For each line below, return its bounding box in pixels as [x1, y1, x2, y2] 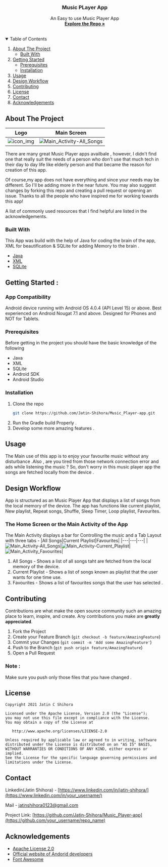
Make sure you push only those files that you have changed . [5, 674, 132, 680]
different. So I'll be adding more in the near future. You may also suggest [5, 182, 156, 188]
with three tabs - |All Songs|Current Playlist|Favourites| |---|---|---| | [5, 538, 148, 544]
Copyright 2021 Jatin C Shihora [5, 702, 73, 707]
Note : [5, 662, 21, 669]
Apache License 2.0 [12, 846, 54, 852]
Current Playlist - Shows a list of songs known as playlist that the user [12, 569, 158, 575]
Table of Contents [10, 36, 47, 42]
